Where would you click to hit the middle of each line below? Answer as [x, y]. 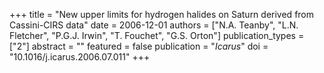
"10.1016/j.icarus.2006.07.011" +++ [80, 57]
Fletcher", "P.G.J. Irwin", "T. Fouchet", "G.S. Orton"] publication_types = [157, 35]
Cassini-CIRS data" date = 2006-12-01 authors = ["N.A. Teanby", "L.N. [154, 25]
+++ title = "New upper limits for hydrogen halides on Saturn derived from [162, 14]
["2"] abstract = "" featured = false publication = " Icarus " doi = [139, 46]
